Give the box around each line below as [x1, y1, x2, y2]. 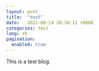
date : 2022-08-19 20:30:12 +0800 [6, 20, 94, 25]
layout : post [6, 8, 38, 15]
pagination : [6, 36, 35, 42]
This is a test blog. [6, 57, 51, 65]
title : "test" [6, 14, 44, 20]
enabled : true [11, 42, 46, 48]
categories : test [6, 25, 49, 31]
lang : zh [6, 31, 28, 37]
